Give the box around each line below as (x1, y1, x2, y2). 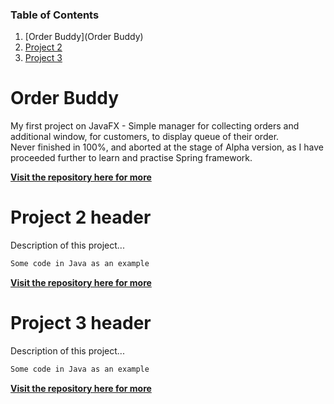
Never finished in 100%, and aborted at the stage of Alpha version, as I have (10, 141, 324, 153)
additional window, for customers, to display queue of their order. (10, 131, 280, 143)
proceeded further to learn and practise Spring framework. (10, 152, 253, 164)
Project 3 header (10, 312, 152, 335)
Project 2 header (10, 206, 152, 229)
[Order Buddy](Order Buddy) (24, 31, 144, 43)
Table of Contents (10, 8, 100, 22)
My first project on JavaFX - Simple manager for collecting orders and (10, 120, 300, 132)
